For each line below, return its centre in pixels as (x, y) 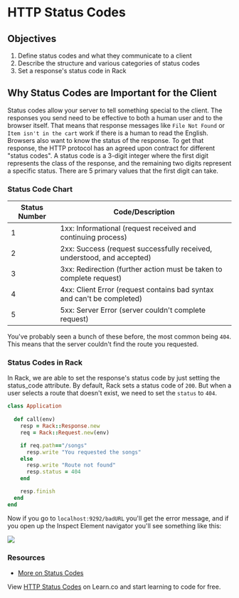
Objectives (32, 39)
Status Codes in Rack (45, 363)
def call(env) (34, 420)
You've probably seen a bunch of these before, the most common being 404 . (119, 337)
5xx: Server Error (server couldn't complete (133, 310)
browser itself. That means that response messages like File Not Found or (116, 125)
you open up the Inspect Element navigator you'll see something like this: (115, 525)
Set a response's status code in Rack (72, 71)
